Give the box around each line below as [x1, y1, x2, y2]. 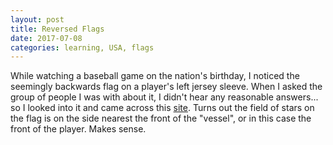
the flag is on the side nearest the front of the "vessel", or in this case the [10, 112, 312, 125]
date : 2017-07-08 [10, 33, 83, 43]
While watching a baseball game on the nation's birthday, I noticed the [10, 70, 300, 82]
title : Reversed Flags [10, 24, 105, 34]
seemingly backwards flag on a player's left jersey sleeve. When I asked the [10, 81, 323, 93]
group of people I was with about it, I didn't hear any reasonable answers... [10, 91, 319, 103]
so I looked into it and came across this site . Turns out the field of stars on [10, 102, 315, 114]
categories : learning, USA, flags [10, 42, 155, 53]
